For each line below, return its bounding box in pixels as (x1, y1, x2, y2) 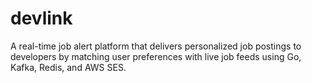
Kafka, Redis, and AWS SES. (10, 61, 127, 73)
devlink (10, 7, 73, 30)
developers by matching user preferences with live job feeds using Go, (10, 50, 302, 62)
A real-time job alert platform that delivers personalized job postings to (10, 40, 302, 52)
